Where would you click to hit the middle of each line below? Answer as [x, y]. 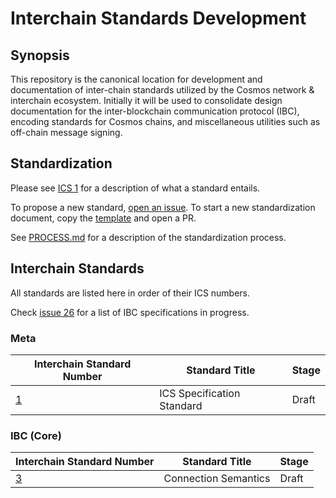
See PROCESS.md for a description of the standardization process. [148, 237]
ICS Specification [200, 393]
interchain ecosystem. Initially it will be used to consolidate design [146, 100]
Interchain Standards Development [158, 18]
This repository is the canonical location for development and [136, 79]
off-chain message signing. [66, 132]
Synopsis [40, 55]
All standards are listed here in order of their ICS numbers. [130, 293]
